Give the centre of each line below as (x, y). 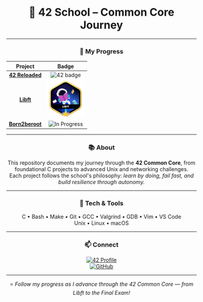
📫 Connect (101, 245)
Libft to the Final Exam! (101, 292)
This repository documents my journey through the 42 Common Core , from (101, 163)
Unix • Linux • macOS (101, 223)
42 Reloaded (25, 75)
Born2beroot (25, 124)
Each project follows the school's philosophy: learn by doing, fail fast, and (101, 176)
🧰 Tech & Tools (101, 203)
